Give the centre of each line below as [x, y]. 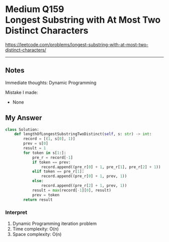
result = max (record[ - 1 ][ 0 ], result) [72, 190]
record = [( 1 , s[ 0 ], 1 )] [49, 139]
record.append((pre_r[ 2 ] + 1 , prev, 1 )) [84, 186]
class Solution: [22, 129]
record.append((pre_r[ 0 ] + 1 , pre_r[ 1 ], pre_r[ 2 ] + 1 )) [101, 167]
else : [38, 181]
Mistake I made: [22, 92]
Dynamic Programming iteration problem [55, 223]
